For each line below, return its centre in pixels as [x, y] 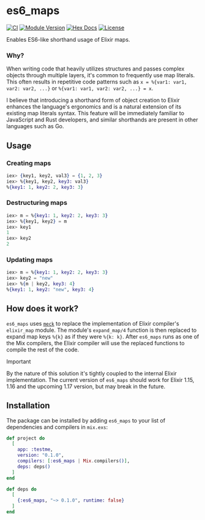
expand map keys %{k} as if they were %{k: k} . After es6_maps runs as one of [103, 336]
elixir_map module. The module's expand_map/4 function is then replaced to [102, 330]
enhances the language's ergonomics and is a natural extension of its [94, 107]
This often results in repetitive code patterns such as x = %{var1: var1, [97, 82]
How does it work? [43, 309]
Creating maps [29, 163]
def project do [26, 438]
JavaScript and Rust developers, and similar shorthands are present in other [102, 120]
